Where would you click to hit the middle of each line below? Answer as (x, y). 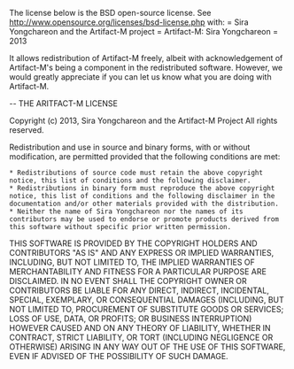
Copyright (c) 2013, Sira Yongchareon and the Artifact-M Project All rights (143, 120)
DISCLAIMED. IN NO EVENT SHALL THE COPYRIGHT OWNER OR (128, 281)
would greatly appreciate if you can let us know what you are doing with (140, 77)
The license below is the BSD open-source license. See (110, 13)
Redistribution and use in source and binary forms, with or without (130, 147)
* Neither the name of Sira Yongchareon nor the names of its (126, 211)
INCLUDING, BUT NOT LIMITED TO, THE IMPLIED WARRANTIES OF (132, 262)
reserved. (27, 130)
